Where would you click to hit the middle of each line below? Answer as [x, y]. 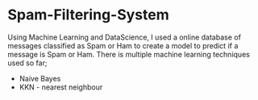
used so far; [27, 63]
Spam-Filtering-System [89, 15]
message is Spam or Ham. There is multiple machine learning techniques [129, 54]
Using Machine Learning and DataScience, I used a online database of [124, 37]
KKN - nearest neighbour [61, 87]
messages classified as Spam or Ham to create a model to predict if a [123, 45]
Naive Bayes [40, 78]
